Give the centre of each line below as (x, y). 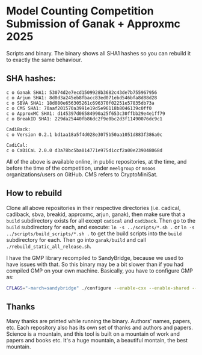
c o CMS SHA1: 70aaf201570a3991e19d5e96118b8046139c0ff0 (79, 108)
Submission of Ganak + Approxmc (93, 24)
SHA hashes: (31, 79)
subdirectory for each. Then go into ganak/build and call (76, 239)
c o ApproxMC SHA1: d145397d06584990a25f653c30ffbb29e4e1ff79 (86, 113)
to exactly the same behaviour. (44, 60)
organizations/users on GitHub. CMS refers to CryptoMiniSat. (82, 174)
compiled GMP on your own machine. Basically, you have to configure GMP (100, 270)
